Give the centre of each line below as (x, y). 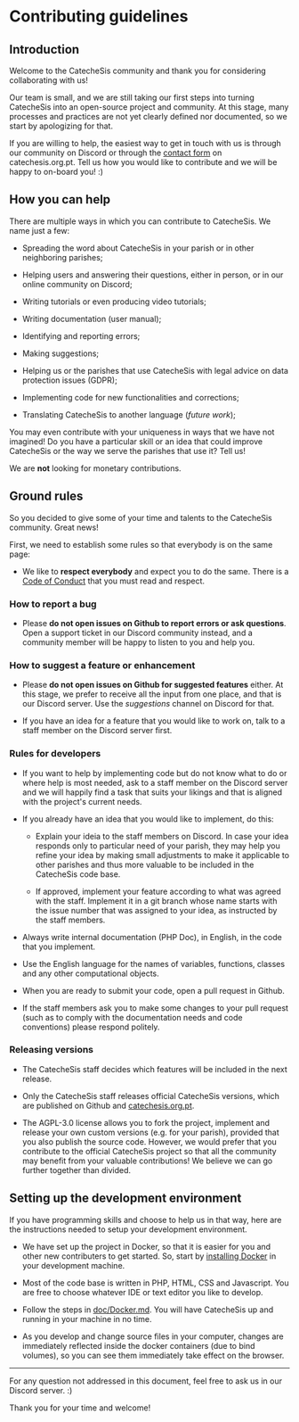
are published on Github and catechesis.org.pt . (108, 1105)
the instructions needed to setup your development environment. (128, 1229)
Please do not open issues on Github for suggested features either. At (153, 685)
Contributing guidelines (99, 17)
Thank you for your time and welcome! (80, 1408)
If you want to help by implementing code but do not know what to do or (154, 773)
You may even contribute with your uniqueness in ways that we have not (142, 432)
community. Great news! (54, 527)
